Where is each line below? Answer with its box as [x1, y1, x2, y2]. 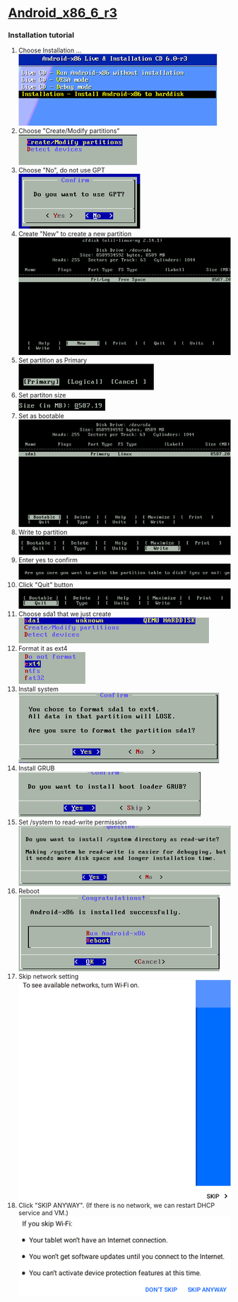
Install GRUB [18, 764, 55, 772]
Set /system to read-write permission [18, 818, 127, 827]
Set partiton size [18, 391, 66, 400]
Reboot [18, 887, 40, 895]
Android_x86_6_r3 [8, 5, 118, 21]
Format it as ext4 [18, 644, 68, 653]
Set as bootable [18, 412, 64, 420]
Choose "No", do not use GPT [18, 166, 105, 175]
